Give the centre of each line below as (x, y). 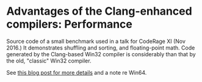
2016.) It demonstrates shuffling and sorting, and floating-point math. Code (101, 48)
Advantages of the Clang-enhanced (99, 11)
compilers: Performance (70, 24)
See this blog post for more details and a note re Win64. (77, 72)
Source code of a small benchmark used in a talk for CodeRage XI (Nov (96, 41)
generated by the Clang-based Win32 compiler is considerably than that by (101, 54)
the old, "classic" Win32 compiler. (49, 61)
